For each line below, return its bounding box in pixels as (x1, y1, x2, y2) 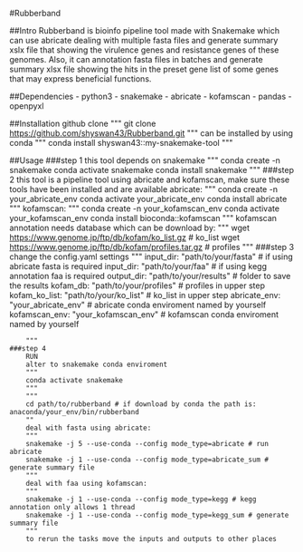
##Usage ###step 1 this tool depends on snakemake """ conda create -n (9, 155, 280, 166)
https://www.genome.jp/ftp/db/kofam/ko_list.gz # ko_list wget (9, 232, 241, 243)
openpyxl (9, 101, 44, 111)
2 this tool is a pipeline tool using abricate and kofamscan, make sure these (9, 174, 290, 185)
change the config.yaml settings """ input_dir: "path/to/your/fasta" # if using (9, 251, 294, 262)
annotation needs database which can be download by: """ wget (9, 222, 251, 233)
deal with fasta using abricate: (25, 423, 152, 432)
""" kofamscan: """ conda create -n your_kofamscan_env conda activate (9, 203, 280, 214)
